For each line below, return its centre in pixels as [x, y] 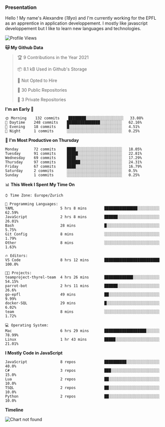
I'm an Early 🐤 [19, 109]
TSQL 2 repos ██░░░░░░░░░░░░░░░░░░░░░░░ [82, 388]
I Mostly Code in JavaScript [34, 353]
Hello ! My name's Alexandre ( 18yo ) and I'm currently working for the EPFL [81, 18]
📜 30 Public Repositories [42, 90]
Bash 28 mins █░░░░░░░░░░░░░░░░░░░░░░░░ [82, 226]
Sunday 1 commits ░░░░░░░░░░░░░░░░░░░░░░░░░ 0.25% [72, 175]
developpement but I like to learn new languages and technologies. [73, 29]
